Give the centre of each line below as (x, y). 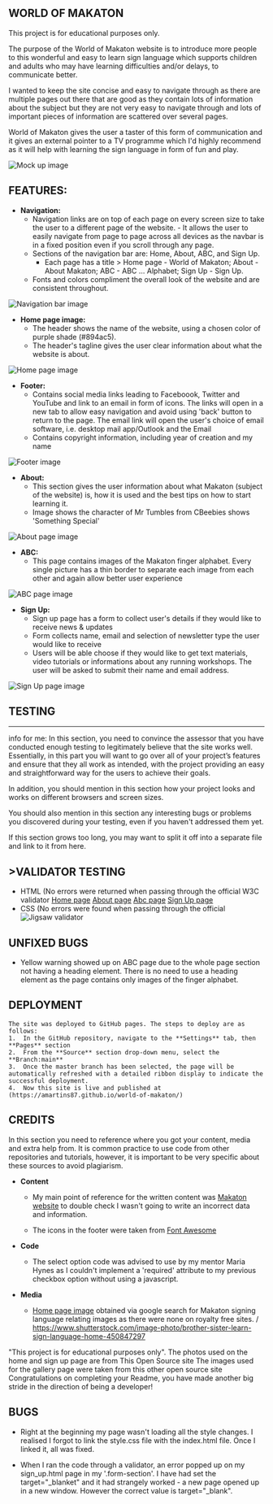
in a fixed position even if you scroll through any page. (123, 245)
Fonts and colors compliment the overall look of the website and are (146, 279)
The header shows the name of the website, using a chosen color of (147, 328)
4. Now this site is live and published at (85, 1088)
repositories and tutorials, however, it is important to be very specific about (134, 1157)
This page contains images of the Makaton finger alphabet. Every (142, 561)
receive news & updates (73, 627)
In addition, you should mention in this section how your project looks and (132, 789)
